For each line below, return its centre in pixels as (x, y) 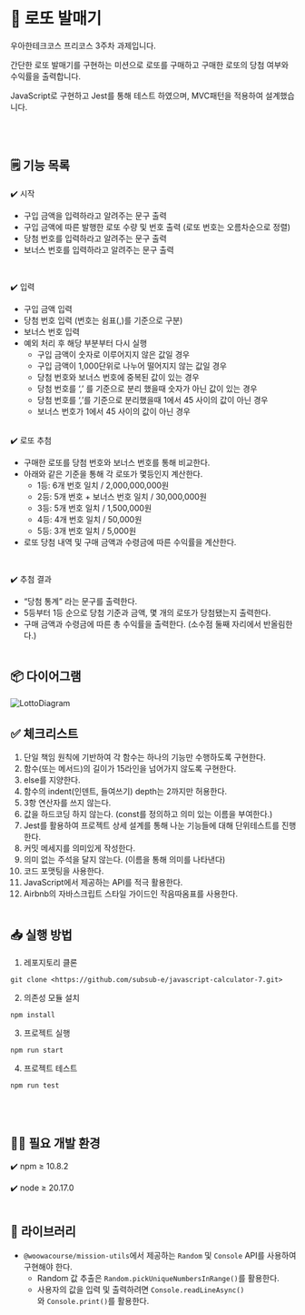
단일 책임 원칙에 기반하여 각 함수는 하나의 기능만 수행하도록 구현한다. (144, 757)
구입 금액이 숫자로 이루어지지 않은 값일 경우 (113, 354)
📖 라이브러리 (43, 1232)
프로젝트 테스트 (50, 1068)
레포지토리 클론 (50, 963)
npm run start (37, 1051)
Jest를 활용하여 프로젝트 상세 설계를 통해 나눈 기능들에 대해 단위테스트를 (151, 825)
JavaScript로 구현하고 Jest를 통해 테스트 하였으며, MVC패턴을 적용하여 (137, 96)
